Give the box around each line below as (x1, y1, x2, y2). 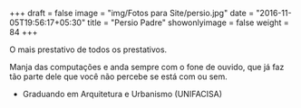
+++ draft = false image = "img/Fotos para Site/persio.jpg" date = (9, 8, 255, 18)
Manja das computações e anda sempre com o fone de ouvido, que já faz (9, 62, 285, 72)
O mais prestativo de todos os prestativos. (9, 44, 168, 55)
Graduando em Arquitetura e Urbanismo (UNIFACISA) (22, 89, 223, 99)
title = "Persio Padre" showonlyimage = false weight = (87, 17, 290, 28)
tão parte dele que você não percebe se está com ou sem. (9, 71, 228, 82)
